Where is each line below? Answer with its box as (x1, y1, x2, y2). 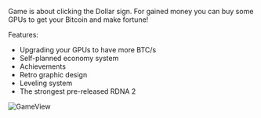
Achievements (19, 62, 67, 71)
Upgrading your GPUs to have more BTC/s (19, 45, 157, 54)
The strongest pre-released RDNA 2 (19, 87, 136, 96)
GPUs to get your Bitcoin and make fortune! (8, 15, 149, 24)
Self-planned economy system (19, 54, 119, 63)
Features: (8, 30, 39, 39)
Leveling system (19, 78, 73, 88)
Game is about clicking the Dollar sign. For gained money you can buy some (8, 7, 254, 16)
